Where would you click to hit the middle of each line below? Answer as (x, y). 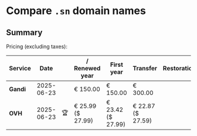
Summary (24, 33)
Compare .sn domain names (76, 11)
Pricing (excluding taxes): (37, 46)
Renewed (87, 68)
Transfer (145, 68)
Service (20, 68)
